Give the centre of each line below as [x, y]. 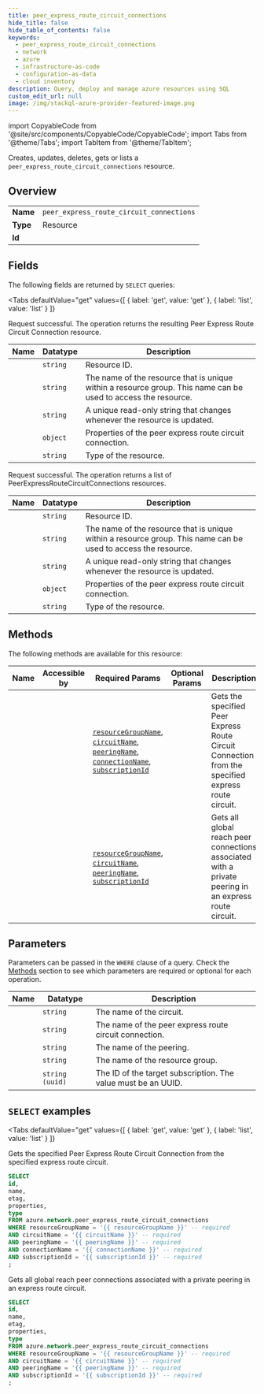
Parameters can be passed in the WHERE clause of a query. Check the [119, 963]
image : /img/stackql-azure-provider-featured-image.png [101, 103]
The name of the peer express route [162, 1025]
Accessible [63, 673]
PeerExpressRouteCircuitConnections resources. [87, 483]
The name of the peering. [142, 1047]
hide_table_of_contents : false [59, 30]
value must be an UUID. [139, 1083]
